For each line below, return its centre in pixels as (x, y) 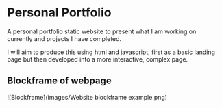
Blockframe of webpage (59, 81)
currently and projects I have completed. (64, 38)
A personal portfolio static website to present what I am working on (102, 31)
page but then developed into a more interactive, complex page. (98, 59)
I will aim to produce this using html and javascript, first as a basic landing (111, 52)
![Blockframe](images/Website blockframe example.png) (87, 97)
